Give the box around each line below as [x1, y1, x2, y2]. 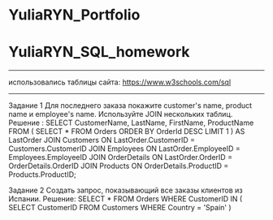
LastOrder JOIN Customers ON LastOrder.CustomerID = [8, 136, 196, 145]
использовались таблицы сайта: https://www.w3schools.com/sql [8, 77, 232, 87]
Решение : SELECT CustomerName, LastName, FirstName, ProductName [8, 118, 254, 127]
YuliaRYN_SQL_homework [8, 43, 190, 62]
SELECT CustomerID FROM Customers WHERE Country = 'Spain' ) [8, 203, 232, 213]
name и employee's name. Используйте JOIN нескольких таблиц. [8, 110, 233, 119]
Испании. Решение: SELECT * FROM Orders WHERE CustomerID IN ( [8, 194, 243, 204]
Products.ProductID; [8, 170, 76, 179]
